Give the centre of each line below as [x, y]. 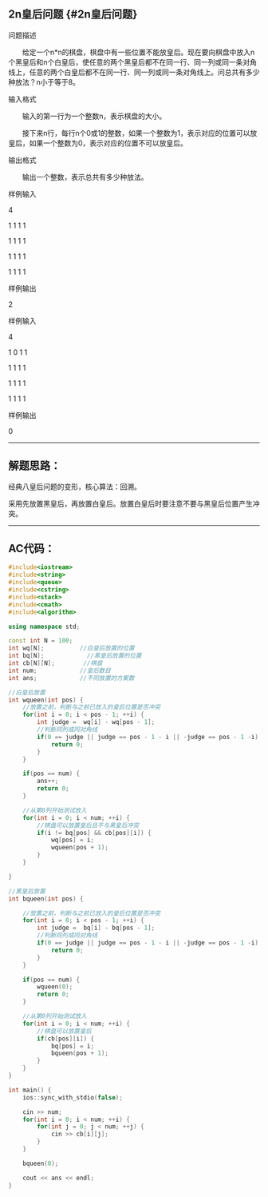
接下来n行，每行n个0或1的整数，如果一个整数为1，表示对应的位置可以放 [140, 133]
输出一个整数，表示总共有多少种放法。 [85, 177]
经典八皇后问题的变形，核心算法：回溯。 [75, 487]
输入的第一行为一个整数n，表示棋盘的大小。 [94, 116]
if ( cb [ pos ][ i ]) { [65, 1038]
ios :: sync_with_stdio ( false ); [73, 1097]
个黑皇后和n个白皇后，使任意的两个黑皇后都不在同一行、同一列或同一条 [126, 62]
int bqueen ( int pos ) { [46, 899]
